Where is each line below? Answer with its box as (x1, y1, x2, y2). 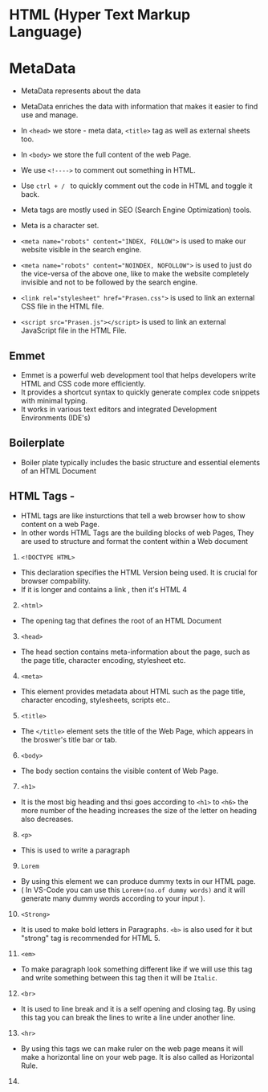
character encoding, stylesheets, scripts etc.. (20, 695, 171, 705)
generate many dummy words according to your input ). (20, 894, 205, 903)
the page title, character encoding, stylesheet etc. (20, 655, 186, 665)
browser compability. (20, 576, 91, 586)
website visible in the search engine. (20, 245, 142, 255)
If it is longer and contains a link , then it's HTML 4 (20, 584, 188, 594)
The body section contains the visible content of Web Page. (20, 766, 219, 775)
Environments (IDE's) (20, 412, 91, 423)
